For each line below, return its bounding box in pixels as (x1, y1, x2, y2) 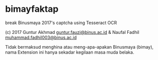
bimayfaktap (5, 3, 59, 15)
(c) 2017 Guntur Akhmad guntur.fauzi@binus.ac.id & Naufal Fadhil (5, 29, 140, 35)
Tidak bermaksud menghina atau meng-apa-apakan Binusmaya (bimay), (5, 44, 154, 50)
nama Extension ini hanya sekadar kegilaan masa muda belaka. (5, 49, 134, 55)
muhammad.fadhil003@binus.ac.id (5, 34, 77, 40)
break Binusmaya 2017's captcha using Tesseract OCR (5, 20, 117, 26)
